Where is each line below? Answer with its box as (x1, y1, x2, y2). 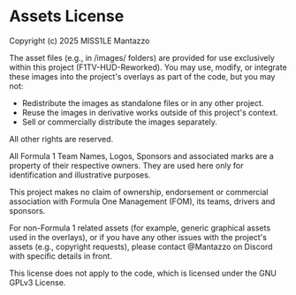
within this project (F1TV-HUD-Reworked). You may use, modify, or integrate (9, 62, 287, 72)
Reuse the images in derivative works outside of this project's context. (21, 107, 278, 117)
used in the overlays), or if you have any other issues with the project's (9, 231, 268, 242)
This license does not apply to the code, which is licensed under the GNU (9, 268, 277, 278)
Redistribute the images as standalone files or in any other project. (21, 97, 264, 108)
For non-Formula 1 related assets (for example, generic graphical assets (9, 223, 271, 233)
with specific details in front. (9, 250, 113, 261)
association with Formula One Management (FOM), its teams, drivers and (9, 196, 276, 207)
